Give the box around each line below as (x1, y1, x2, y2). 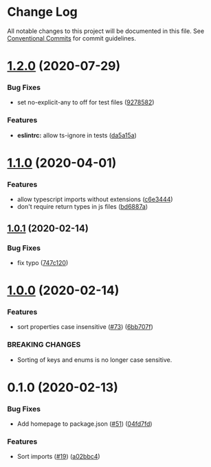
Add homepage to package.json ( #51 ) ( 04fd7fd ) (16, 420, 153, 428)
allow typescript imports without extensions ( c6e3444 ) (16, 195, 173, 203)
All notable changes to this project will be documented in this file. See (7, 27, 205, 35)
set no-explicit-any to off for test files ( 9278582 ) (16, 98, 155, 106)
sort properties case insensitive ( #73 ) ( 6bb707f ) (16, 323, 153, 331)
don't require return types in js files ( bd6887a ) (16, 203, 148, 211)
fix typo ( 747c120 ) (16, 258, 69, 266)
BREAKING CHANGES (7, 340, 81, 350)
